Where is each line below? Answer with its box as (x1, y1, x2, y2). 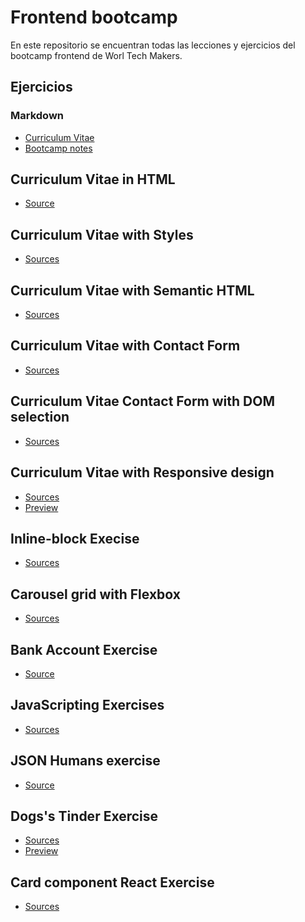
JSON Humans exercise (10, 752, 161, 770)
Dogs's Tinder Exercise (10, 807, 159, 825)
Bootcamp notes (24, 142, 93, 154)
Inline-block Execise (10, 530, 140, 547)
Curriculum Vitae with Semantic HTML (10, 282, 255, 299)
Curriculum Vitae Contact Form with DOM (10, 393, 275, 410)
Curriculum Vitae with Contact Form (10, 337, 241, 355)
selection (10, 409, 70, 426)
